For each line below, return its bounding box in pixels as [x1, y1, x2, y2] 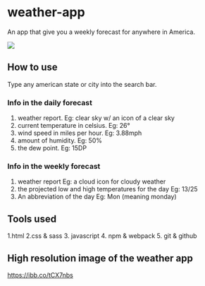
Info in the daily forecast [7, 97, 93, 107]
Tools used [7, 213, 57, 225]
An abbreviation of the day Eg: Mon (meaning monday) [17, 192, 178, 201]
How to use [7, 61, 58, 73]
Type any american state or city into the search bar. [7, 80, 157, 88]
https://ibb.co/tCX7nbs [7, 270, 74, 279]
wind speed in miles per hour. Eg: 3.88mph [17, 129, 142, 138]
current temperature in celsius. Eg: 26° [17, 121, 130, 130]
